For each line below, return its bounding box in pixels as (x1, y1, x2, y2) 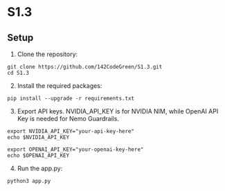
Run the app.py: (17, 164, 63, 172)
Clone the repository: (17, 50, 78, 58)
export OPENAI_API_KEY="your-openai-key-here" (7, 146, 144, 153)
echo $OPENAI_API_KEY (7, 152, 70, 159)
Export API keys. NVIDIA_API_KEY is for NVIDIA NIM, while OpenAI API (17, 107, 219, 115)
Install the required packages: (17, 82, 102, 90)
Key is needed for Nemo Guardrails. (17, 115, 120, 122)
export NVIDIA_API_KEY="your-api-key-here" (7, 128, 135, 135)
